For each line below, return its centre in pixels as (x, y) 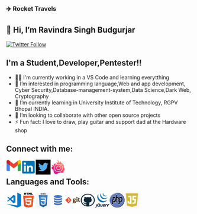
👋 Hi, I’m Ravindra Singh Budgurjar (71, 30)
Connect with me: (40, 148)
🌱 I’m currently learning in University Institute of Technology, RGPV (96, 103)
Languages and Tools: (48, 182)
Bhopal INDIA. (32, 108)
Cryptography (32, 96)
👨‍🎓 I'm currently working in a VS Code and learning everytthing (92, 77)
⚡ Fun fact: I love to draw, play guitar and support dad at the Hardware (100, 122)
